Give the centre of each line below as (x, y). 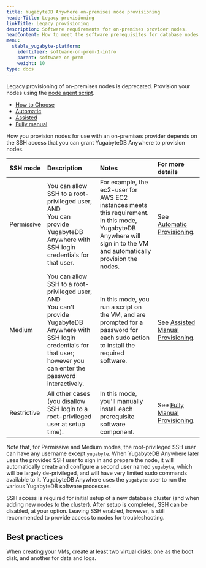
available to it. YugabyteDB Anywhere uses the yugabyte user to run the (97, 480)
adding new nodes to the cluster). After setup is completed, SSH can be (97, 505)
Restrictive (25, 413)
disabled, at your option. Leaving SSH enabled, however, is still (86, 511)
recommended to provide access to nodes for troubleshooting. (86, 518)
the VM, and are (123, 315)
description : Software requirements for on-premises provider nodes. (97, 29)
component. (117, 432)
